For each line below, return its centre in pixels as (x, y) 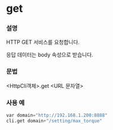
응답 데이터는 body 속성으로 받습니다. (50, 55)
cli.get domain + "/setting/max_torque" (54, 121)
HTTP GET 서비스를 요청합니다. (43, 42)
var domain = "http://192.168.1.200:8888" (57, 115)
